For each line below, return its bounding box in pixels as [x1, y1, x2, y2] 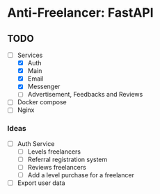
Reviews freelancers [27, 163, 87, 171]
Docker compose [17, 98, 67, 106]
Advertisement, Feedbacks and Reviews [27, 90, 143, 99]
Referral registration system [27, 155, 108, 163]
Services [17, 51, 43, 59]
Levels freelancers [27, 147, 81, 156]
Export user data [17, 179, 65, 187]
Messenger [27, 82, 61, 91]
